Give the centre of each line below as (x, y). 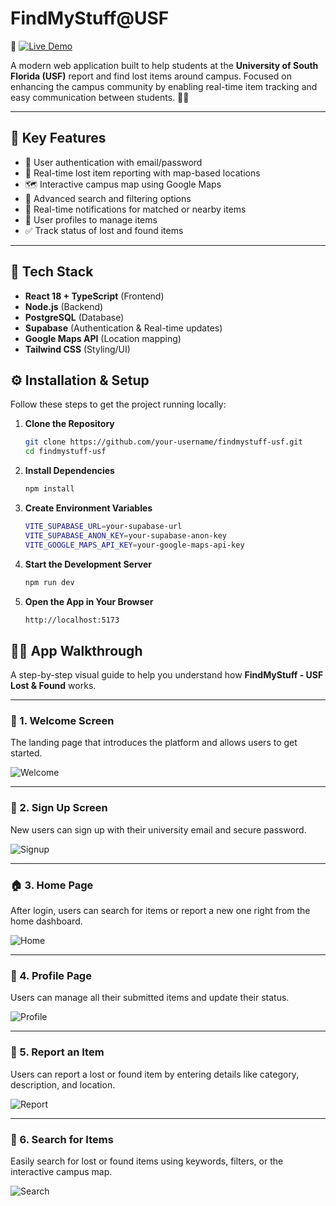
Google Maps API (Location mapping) (103, 338)
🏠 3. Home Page (52, 885)
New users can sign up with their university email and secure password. (158, 829)
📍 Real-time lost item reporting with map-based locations (142, 173)
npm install (49, 489)
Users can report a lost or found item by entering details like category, (155, 1074)
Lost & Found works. (53, 686)
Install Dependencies (69, 471)
